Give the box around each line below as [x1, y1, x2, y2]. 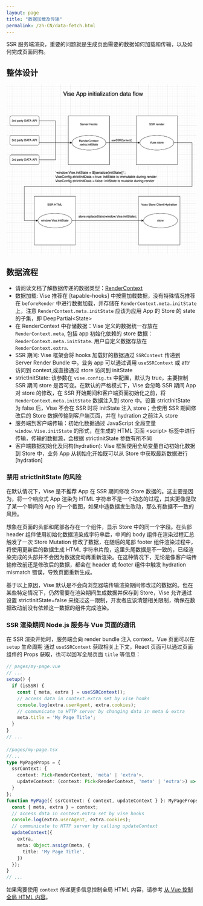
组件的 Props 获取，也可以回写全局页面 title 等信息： [6, 651, 141, 658]
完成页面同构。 [11, 48, 49, 56]
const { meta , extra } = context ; [11, 804, 98, 810]
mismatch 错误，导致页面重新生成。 [6, 569, 95, 576]
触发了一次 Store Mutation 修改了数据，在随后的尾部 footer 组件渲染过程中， [6, 539, 196, 546]
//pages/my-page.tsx [6, 746, 59, 753]
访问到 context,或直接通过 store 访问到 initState [14, 366, 133, 373]
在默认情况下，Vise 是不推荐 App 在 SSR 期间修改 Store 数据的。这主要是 [6, 488, 188, 495]
